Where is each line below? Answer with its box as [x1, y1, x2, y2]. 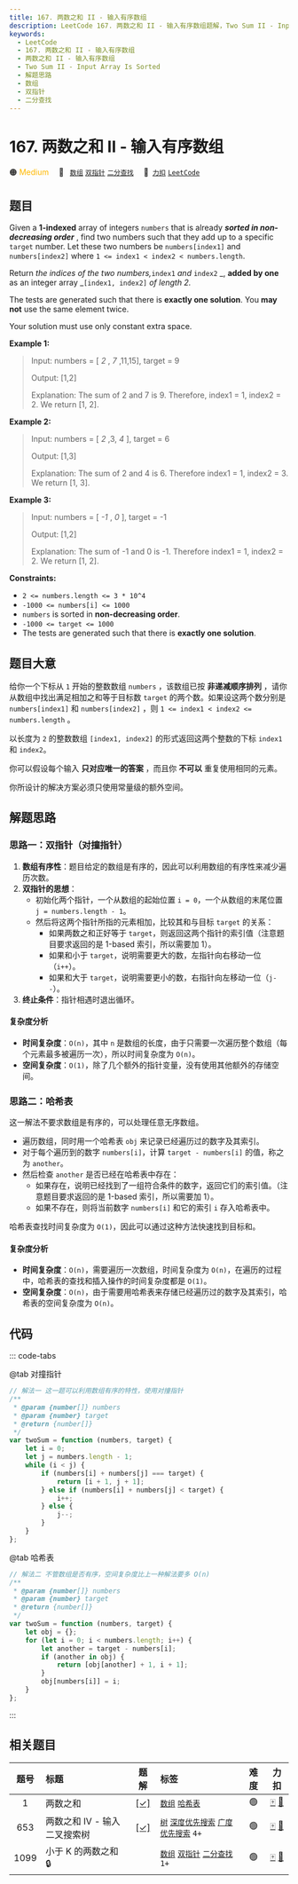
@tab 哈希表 [9, 1552, 55, 1563]
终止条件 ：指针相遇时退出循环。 [21, 994, 139, 1005]
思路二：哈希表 [9, 1095, 74, 1108]
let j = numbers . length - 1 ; [25, 1453, 133, 1462]
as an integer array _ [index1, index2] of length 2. [9, 277, 192, 288]
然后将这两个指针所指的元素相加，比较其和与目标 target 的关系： [35, 916, 274, 927]
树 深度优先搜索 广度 [160, 1817, 233, 1827]
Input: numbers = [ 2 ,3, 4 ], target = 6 [30, 434, 170, 445]
